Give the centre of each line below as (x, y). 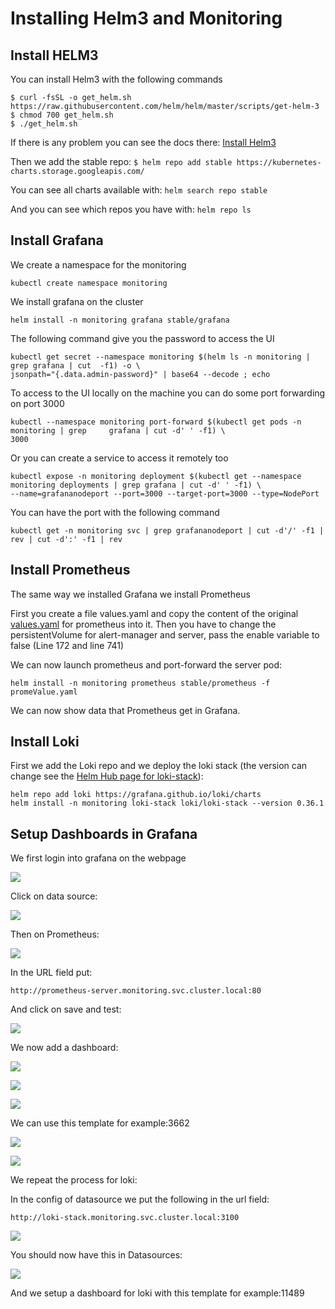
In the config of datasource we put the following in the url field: (140, 1199)
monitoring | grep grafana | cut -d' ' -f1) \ (118, 430)
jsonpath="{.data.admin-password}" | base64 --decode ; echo (140, 374)
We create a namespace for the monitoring (98, 264)
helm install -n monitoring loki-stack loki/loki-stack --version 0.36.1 (167, 803)
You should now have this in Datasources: (96, 1255)
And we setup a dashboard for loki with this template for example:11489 (157, 1293)
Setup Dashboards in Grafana (104, 833)
